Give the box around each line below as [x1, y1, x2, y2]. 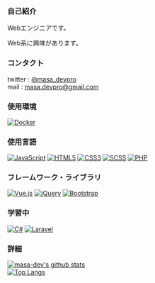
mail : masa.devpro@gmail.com [7, 82, 99, 91]
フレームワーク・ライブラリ [7, 172, 101, 182]
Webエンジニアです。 [7, 23, 70, 33]
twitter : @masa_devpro [7, 74, 76, 83]
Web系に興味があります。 [7, 39, 83, 48]
